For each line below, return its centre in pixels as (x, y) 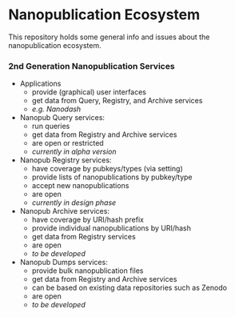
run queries (51, 126)
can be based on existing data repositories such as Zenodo (129, 288)
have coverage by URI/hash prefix (88, 220)
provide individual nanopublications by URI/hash (112, 228)
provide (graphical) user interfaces (89, 92)
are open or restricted (68, 143)
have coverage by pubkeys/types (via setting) (108, 169)
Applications (40, 84)
